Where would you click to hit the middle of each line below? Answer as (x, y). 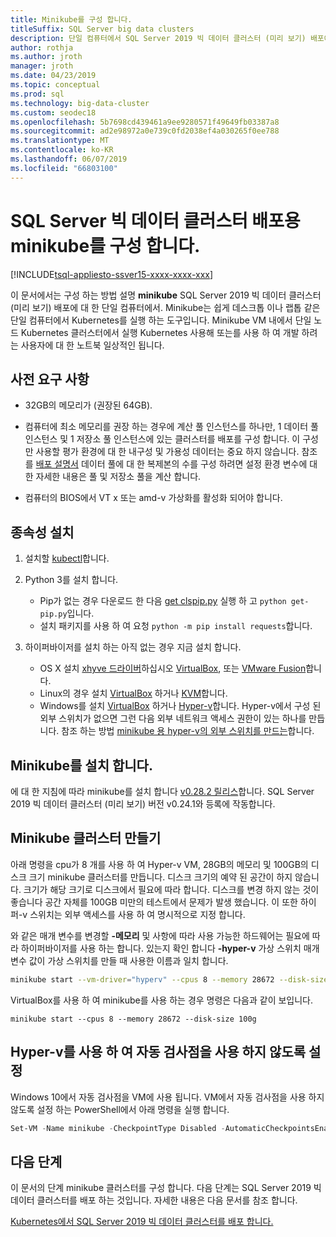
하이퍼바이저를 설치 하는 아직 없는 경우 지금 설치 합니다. (133, 647)
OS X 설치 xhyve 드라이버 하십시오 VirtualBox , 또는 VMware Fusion (173, 668)
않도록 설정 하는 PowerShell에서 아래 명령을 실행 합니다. (120, 1109)
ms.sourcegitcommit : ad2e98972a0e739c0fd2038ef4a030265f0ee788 (145, 131)
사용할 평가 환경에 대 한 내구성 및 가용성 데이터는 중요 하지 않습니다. (167, 452)
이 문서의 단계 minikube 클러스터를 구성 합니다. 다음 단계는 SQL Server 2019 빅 (166, 1188)
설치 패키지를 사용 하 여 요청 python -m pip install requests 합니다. (176, 626)
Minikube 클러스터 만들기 (86, 838)
